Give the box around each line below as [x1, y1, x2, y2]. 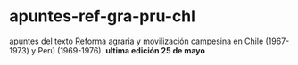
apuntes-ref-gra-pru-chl [9, 6, 196, 27]
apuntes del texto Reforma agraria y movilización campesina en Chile [9, 36, 264, 46]
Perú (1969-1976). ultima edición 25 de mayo [37, 45, 205, 55]
